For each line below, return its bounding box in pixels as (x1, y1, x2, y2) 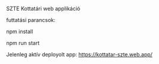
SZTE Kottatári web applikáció (6, 5, 81, 12)
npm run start (6, 40, 40, 46)
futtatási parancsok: (6, 17, 56, 23)
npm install (6, 28, 33, 35)
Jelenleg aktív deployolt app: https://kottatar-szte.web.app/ (6, 51, 153, 58)
